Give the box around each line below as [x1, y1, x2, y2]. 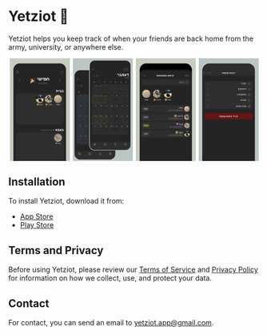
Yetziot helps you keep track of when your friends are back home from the [8, 34, 254, 43]
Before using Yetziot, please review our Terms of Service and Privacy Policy [8, 264, 258, 275]
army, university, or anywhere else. [8, 42, 124, 51]
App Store [19, 212, 54, 221]
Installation [8, 176, 66, 189]
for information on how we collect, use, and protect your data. [8, 273, 213, 283]
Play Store [19, 220, 54, 230]
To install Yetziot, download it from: [8, 196, 125, 206]
